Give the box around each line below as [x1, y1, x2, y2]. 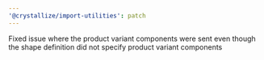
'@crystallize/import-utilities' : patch [8, 11, 147, 20]
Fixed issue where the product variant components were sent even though [8, 34, 256, 43]
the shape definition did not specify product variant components [8, 42, 223, 52]
